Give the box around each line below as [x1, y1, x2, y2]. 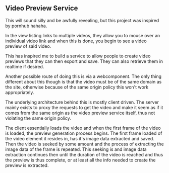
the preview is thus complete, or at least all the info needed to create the [5, 157, 156, 163]
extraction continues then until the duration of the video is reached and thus [5, 151, 163, 157]
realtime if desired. [5, 63, 44, 69]
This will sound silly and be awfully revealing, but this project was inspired [5, 17, 159, 23]
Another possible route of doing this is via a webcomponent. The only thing [5, 73, 162, 79]
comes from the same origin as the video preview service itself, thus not [5, 110, 155, 116]
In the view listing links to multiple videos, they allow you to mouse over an [5, 32, 160, 38]
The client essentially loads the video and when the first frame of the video [5, 125, 161, 131]
